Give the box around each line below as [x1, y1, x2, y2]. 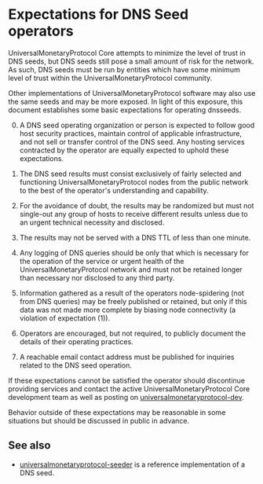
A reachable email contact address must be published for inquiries [19, 352, 235, 361]
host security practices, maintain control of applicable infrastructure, [19, 128, 242, 138]
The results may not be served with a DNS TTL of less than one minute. [19, 233, 251, 242]
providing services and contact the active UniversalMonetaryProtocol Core [8, 383, 250, 394]
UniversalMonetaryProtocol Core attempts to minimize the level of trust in [8, 48, 246, 57]
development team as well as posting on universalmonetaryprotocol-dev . [8, 392, 245, 401]
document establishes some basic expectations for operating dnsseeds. [8, 104, 242, 115]
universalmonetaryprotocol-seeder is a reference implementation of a [19, 460, 246, 469]
